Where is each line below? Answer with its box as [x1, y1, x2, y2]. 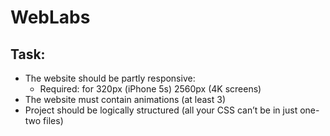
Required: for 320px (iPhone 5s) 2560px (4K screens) [39, 83, 262, 95]
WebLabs [10, 6, 91, 29]
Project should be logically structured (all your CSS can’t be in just [24, 104, 298, 116]
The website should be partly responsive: [24, 72, 196, 84]
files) [43, 115, 64, 126]
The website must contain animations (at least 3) [24, 94, 227, 105]
